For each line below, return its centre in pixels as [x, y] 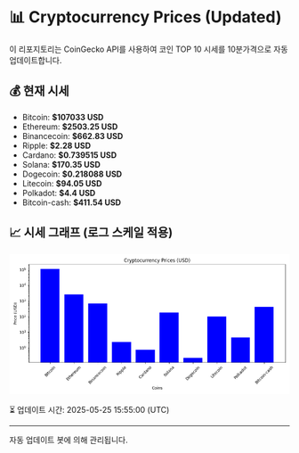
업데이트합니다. [36, 60]
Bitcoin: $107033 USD [63, 117]
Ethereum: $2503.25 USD [70, 127]
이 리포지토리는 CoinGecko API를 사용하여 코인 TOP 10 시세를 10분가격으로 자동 [149, 49]
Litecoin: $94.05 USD [62, 183]
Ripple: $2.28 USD [57, 145]
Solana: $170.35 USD [61, 164]
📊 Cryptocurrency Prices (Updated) [145, 17]
